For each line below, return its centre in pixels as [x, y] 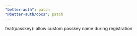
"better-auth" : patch [28, 10]
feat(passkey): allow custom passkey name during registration [69, 28]
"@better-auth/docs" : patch [34, 14]
